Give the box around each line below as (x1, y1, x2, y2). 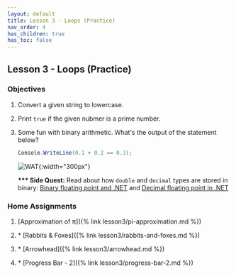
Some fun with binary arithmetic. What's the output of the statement (17, 128, 217, 136)
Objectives (7, 84, 46, 94)
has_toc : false (7, 37, 52, 44)
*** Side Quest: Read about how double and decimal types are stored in (17, 175, 228, 185)
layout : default (7, 10, 55, 18)
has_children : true (7, 30, 65, 38)
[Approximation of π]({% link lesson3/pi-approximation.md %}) (17, 217, 202, 226)
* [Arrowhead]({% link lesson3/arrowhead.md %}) (17, 244, 165, 253)
